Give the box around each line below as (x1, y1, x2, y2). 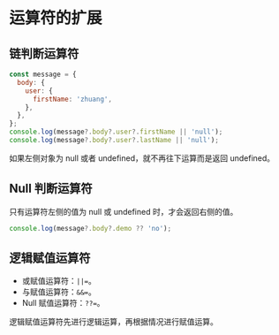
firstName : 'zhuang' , (32, 95, 113, 103)
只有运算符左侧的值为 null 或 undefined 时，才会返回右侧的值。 (9, 206, 238, 217)
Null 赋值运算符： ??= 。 (21, 298, 105, 308)
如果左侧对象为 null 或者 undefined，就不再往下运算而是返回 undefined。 (9, 152, 275, 164)
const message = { (9, 70, 77, 79)
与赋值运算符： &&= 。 (21, 286, 97, 297)
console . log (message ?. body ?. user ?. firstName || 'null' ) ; (9, 127, 223, 137)
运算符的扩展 (9, 8, 103, 28)
